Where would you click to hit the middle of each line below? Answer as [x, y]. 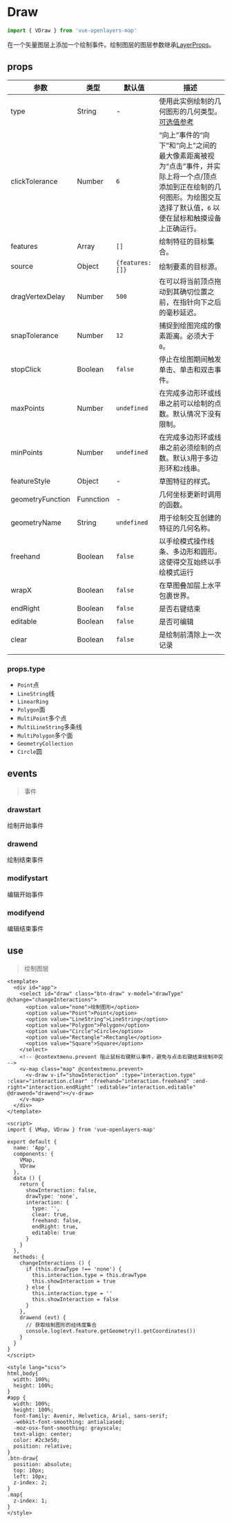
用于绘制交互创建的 [190, 518]
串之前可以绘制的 [186, 403]
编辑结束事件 [25, 928]
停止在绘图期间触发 [190, 359]
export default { [32, 1142]
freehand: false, [57, 1220]
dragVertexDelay [38, 297]
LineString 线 [36, 693]
